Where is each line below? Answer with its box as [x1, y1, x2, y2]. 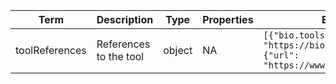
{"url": [263, 50, 300, 61]
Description [96, 13, 154, 26]
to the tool [96, 50, 145, 63]
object [163, 44, 193, 57]
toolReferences [15, 44, 87, 57]
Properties [202, 13, 254, 26]
